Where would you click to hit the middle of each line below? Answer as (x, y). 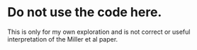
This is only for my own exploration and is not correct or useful (99, 32)
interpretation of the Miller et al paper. (63, 39)
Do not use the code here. (85, 12)
